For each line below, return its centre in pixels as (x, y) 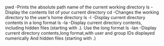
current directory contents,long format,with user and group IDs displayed (80, 33)
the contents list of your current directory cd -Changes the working (90, 12)
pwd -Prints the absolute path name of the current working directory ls (78, 7)
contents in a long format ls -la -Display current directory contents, (74, 23)
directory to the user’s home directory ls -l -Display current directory (75, 17)
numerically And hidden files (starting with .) (50, 38)
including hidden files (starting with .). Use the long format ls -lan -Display (81, 28)
